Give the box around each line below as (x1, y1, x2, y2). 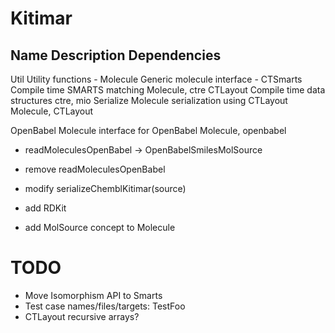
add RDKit (24, 202, 67, 214)
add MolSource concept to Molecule (24, 222, 176, 233)
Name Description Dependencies (10, 47, 222, 64)
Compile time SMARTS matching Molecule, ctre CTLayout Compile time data (10, 84, 326, 96)
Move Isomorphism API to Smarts (24, 289, 163, 301)
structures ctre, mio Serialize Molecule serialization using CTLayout (10, 95, 288, 106)
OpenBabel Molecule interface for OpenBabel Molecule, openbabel (10, 125, 287, 136)
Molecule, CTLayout (10, 105, 94, 117)
